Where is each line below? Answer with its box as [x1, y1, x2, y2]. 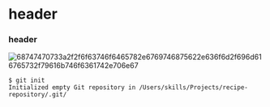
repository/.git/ [8, 91, 67, 99]
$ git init [8, 76, 45, 85]
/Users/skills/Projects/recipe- [139, 83, 249, 92]
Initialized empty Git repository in [8, 83, 136, 92]
